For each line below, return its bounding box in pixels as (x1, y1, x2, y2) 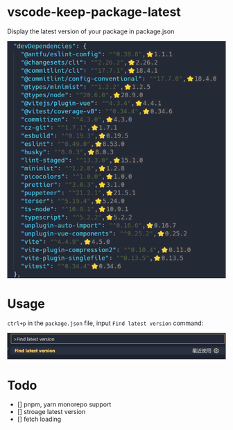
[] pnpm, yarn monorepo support (17, 400, 112, 408)
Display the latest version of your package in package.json (7, 27, 175, 35)
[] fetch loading (17, 415, 62, 424)
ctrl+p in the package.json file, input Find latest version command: (7, 319, 204, 327)
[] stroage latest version (17, 408, 86, 416)
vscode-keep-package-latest (7, 4, 182, 20)
